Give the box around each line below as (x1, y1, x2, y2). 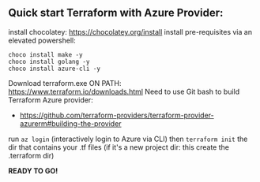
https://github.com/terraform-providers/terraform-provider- (19, 110, 215, 120)
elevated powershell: (8, 35, 77, 45)
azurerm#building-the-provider (19, 118, 122, 128)
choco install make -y (8, 50, 83, 58)
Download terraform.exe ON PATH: (8, 78, 122, 87)
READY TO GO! (8, 165, 58, 176)
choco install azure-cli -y (8, 65, 101, 72)
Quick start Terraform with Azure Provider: (8, 6, 224, 20)
